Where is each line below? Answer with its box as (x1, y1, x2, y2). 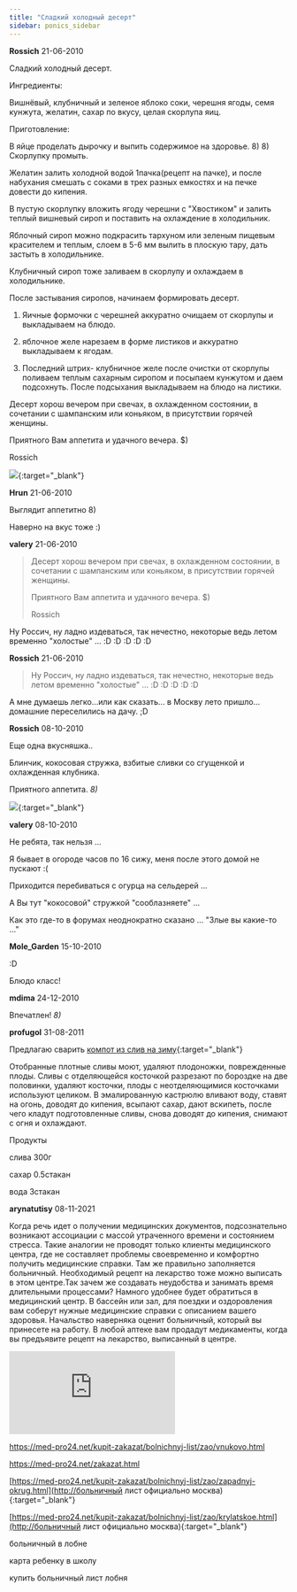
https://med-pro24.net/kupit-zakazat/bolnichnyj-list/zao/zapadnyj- (11, 1475, 256, 1486)
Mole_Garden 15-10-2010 (9, 940, 102, 952)
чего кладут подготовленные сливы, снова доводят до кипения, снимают (9, 1108, 288, 1118)
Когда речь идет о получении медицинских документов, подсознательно (9, 1220, 287, 1231)
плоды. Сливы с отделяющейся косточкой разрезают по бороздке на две (9, 1070, 288, 1081)
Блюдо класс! (9, 975, 62, 985)
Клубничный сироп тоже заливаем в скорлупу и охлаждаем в (9, 266, 244, 276)
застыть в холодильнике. (9, 249, 104, 259)
